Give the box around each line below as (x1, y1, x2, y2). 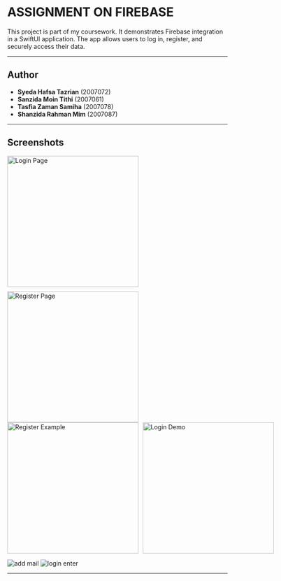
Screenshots (7, 137, 64, 149)
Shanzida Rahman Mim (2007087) (17, 110, 118, 118)
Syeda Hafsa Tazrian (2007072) (17, 87, 111, 96)
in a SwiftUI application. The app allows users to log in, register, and (7, 34, 203, 43)
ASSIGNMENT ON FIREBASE (7, 4, 174, 20)
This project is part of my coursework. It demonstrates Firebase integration (7, 27, 224, 36)
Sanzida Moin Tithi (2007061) (17, 95, 105, 103)
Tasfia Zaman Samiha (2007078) (17, 102, 114, 110)
